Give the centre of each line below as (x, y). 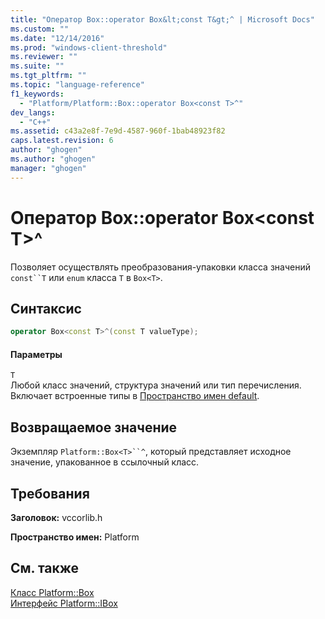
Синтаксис (46, 308)
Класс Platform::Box (52, 592)
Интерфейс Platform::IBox (64, 603)
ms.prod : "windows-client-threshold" (89, 47)
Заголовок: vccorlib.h (56, 518)
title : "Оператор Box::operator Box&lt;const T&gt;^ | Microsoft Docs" (162, 19)
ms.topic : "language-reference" (77, 85)
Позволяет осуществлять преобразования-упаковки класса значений (160, 267)
